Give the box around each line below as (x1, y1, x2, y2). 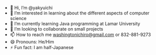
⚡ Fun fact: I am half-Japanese (10, 44, 74, 50)
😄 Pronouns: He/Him (10, 39, 54, 44)
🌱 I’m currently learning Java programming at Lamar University (10, 20, 140, 26)
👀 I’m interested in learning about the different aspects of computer (10, 10, 150, 16)
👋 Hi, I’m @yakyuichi (10, 5, 53, 10)
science (10, 15, 27, 21)
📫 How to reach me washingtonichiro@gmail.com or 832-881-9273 (10, 31, 151, 37)
